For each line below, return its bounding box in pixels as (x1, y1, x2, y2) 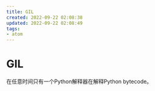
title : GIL (6, 8, 34, 15)
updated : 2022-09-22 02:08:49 (6, 20, 83, 26)
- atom (6, 31, 23, 37)
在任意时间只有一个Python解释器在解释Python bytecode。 (6, 78, 153, 85)
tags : (6, 25, 20, 32)
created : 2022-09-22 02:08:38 (6, 14, 83, 20)
